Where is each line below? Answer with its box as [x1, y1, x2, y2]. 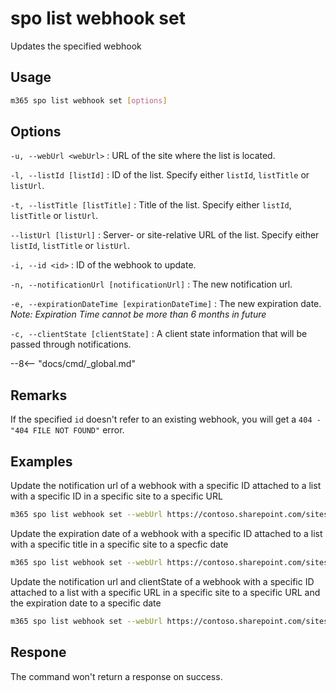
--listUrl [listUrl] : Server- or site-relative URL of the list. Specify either [10, 229, 320, 241]
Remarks [10, 387, 68, 404]
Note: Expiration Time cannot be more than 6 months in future [10, 308, 267, 321]
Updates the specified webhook [10, 40, 142, 52]
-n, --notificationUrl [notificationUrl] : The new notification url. [10, 278, 293, 291]
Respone [10, 644, 67, 661]
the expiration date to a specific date [10, 597, 162, 609]
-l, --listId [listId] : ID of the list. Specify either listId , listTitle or [10, 169, 310, 181]
